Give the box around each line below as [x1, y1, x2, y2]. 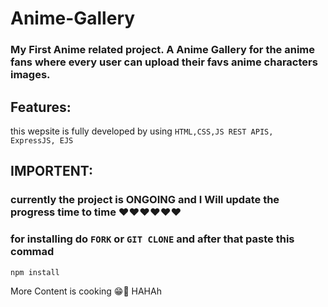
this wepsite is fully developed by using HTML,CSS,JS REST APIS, [10, 125, 274, 137]
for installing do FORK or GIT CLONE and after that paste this [10, 232, 295, 246]
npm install [10, 267, 60, 277]
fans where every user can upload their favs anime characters [10, 55, 318, 69]
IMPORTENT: [10, 163, 94, 180]
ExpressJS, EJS [10, 135, 74, 146]
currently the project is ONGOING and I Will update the [10, 193, 280, 207]
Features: [10, 98, 72, 116]
